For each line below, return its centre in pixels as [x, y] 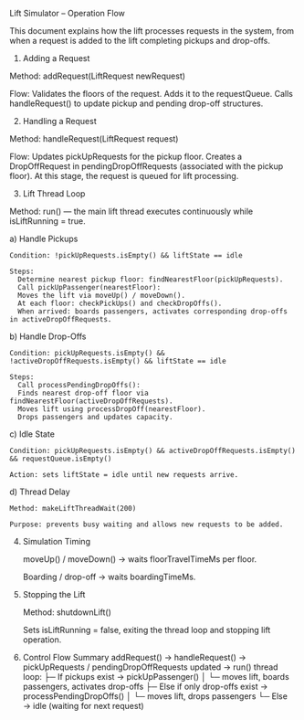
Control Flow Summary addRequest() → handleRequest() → [134, 657]
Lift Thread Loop [54, 194]
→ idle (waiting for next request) [83, 706]
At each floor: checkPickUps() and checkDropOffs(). [120, 303]
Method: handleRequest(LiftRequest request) [94, 139]
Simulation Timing [57, 541]
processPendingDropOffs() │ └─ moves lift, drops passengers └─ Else [155, 696]
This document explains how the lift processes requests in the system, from [152, 31]
